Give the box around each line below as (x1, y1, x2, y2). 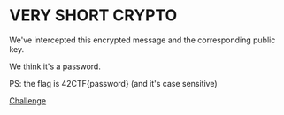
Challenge (9, 95, 47, 106)
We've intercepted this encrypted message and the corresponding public (9, 34, 276, 45)
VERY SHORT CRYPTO (9, 5, 178, 26)
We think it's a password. (9, 61, 102, 72)
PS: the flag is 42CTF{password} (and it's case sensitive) (9, 78, 219, 88)
